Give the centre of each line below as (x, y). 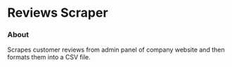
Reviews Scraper (58, 13)
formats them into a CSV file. (49, 57)
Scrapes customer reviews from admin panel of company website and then (116, 50)
